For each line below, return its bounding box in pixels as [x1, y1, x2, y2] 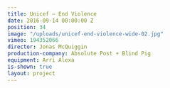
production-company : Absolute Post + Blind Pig [7, 50, 152, 57]
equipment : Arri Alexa [7, 57, 75, 64]
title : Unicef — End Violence [7, 10, 97, 18]
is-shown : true [7, 63, 53, 70]
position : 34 [7, 23, 46, 31]
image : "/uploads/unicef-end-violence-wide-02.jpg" [7, 30, 164, 38]
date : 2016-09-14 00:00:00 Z [7, 17, 94, 24]
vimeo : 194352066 [7, 37, 59, 44]
